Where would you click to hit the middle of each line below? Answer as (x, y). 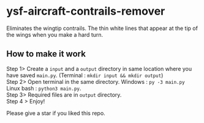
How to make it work (46, 54)
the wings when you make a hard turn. (55, 34)
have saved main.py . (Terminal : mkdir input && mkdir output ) (85, 75)
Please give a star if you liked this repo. (56, 113)
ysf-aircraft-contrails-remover (86, 11)
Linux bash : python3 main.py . (44, 88)
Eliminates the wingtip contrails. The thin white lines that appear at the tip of (102, 28)
